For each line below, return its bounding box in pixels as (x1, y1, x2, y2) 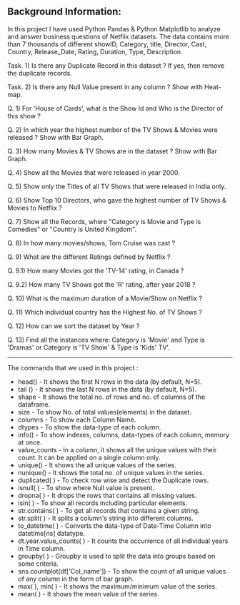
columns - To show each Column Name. (17, 415, 136, 424)
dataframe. (17, 400, 51, 409)
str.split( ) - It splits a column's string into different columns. (17, 514, 194, 522)
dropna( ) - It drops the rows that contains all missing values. (17, 491, 197, 499)
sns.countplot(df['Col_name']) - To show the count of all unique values (17, 566, 226, 575)
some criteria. (17, 559, 59, 568)
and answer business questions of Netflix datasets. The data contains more (7, 32, 230, 41)
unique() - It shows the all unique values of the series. (17, 460, 177, 469)
